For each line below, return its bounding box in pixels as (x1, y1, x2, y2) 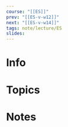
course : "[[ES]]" (6, 8, 49, 15)
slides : (6, 31, 25, 37)
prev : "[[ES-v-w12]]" (6, 14, 60, 20)
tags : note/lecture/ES (6, 25, 62, 31)
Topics (6, 83, 40, 96)
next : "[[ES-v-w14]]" (6, 19, 60, 25)
